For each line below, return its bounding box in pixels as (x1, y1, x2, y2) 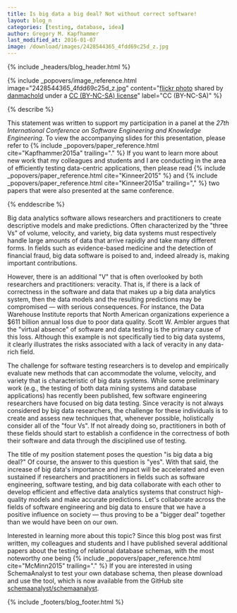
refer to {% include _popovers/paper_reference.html (7, 141, 159, 149)
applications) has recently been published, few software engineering (7, 392, 207, 399)
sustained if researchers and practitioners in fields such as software (7, 473, 205, 481)
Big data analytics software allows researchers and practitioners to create (7, 214, 222, 222)
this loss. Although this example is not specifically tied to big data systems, (7, 333, 226, 341)
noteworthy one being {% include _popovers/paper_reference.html (7, 554, 202, 562)
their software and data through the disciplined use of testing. (7, 436, 187, 445)
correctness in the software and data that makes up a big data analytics (7, 288, 216, 296)
